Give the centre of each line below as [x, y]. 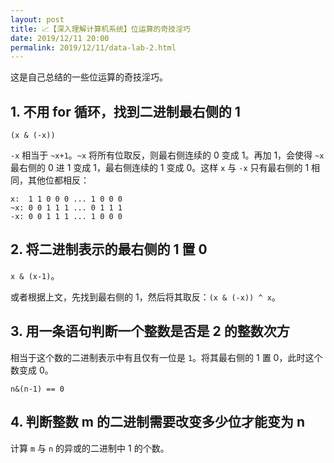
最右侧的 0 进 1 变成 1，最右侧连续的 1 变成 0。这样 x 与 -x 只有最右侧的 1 [160, 168]
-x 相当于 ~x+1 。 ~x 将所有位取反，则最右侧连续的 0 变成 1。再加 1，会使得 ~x [167, 155]
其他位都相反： [58, 180]
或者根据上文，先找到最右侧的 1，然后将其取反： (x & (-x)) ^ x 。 [145, 297]
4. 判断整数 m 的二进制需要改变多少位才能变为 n [157, 422]
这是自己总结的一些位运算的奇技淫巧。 [89, 77]
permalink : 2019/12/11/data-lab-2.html [93, 47]
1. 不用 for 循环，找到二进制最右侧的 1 [125, 111]
